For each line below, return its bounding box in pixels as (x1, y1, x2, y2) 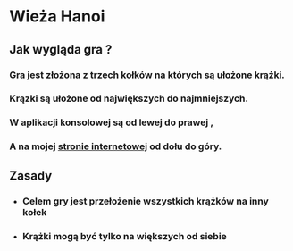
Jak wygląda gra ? (9, 42, 113, 57)
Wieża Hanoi (9, 6, 105, 27)
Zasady (9, 168, 53, 183)
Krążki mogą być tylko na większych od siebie (21, 230, 228, 242)
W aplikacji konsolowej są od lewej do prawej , (9, 116, 214, 129)
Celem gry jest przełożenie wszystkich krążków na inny (21, 195, 270, 207)
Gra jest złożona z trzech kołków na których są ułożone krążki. (9, 69, 286, 81)
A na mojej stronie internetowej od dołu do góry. (9, 140, 222, 153)
